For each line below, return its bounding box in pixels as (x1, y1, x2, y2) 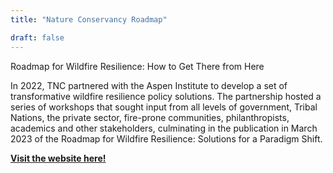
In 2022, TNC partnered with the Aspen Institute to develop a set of (10, 79, 288, 91)
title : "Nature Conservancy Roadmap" (10, 14, 168, 25)
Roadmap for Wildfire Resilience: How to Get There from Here (10, 60, 265, 72)
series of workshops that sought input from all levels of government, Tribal (10, 101, 318, 113)
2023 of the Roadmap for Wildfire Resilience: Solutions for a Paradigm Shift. (10, 132, 323, 145)
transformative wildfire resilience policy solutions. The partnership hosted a (10, 90, 322, 102)
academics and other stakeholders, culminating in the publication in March (10, 122, 318, 134)
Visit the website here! (10, 152, 107, 164)
